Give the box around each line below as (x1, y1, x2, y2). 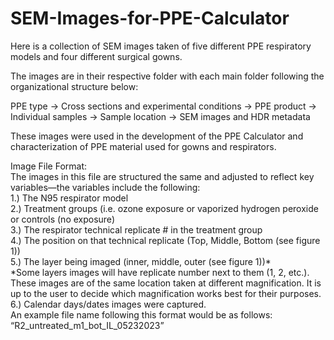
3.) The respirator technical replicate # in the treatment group (10, 223, 263, 236)
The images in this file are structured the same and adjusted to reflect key (10, 170, 315, 182)
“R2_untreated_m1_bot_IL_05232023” (10, 319, 165, 331)
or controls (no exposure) (10, 213, 115, 225)
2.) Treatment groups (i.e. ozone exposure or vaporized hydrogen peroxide (10, 202, 319, 214)
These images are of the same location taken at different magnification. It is (10, 277, 322, 289)
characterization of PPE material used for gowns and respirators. (10, 140, 277, 152)
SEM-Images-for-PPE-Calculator (10, 7, 290, 30)
